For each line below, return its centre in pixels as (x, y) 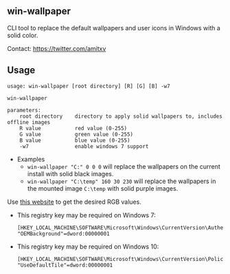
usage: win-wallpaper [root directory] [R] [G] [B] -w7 (89, 86)
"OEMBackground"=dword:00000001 (63, 233)
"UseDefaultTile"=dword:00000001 (65, 265)
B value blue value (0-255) (75, 140)
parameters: (24, 110)
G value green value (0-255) (77, 134)
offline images (29, 122)
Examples (31, 159)
